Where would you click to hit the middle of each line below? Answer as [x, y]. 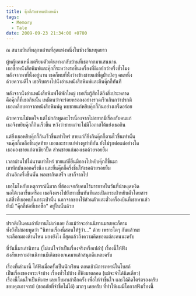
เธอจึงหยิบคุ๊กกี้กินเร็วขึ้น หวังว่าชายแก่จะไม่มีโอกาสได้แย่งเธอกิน [66, 125]
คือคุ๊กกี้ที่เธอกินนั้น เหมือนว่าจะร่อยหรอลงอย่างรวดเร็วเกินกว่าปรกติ [69, 100]
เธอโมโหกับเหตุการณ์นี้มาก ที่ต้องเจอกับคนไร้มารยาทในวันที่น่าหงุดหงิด [73, 186]
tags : [13, 17]
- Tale [19, 28]
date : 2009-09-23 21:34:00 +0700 [47, 33]
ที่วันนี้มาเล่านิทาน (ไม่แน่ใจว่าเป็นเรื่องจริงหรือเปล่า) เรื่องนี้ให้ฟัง [66, 248]
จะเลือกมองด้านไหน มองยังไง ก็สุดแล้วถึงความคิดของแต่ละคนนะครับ [70, 237]
